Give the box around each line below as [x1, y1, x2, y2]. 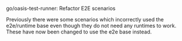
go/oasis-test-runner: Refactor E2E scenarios [6, 5, 116, 12]
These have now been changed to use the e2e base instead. [6, 28, 152, 35]
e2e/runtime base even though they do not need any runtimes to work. [6, 23, 177, 29]
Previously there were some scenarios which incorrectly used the [6, 16, 164, 23]
